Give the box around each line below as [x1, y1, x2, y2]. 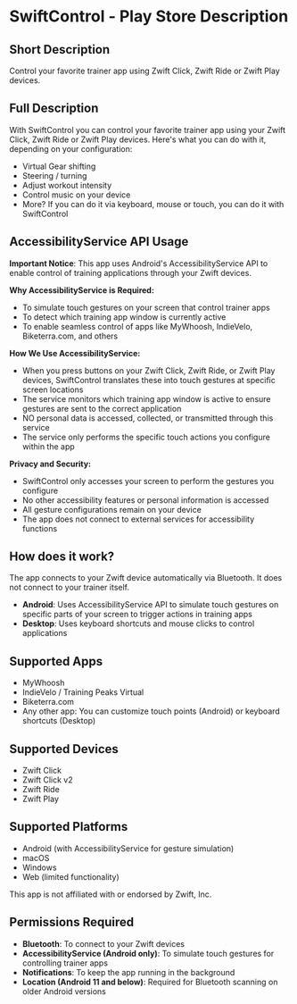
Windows [21, 862, 57, 873]
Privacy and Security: [9, 458, 92, 469]
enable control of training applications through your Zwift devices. [9, 267, 252, 278]
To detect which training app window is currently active [21, 311, 227, 322]
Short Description [9, 42, 111, 57]
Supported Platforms [9, 819, 128, 834]
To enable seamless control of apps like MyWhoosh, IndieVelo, [21, 321, 253, 331]
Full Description [9, 101, 99, 116]
